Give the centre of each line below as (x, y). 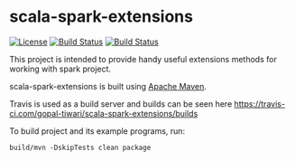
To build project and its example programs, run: (97, 131)
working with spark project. (60, 69)
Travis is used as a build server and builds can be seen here (121, 104)
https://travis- (260, 104)
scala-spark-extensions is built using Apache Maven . (108, 86)
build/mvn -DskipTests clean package (80, 147)
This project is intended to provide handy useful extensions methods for (143, 59)
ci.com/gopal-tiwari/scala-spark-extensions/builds (104, 113)
